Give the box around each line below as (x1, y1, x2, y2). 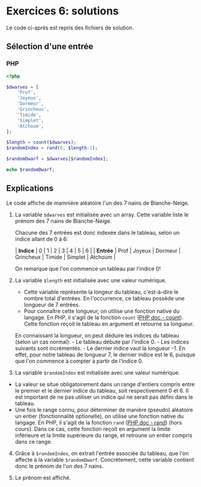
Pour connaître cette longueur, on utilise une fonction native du (23, 307, 180, 315)
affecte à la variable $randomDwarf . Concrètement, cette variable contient (14, 456, 194, 463)
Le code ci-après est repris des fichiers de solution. (6, 24, 134, 31)
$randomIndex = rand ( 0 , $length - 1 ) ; (6, 145, 98, 151)
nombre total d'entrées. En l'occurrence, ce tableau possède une (23, 294, 185, 301)
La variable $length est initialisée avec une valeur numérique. (14, 276, 167, 283)
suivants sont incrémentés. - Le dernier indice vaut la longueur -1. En (14, 344, 186, 352)
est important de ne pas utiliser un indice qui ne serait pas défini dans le (14, 393, 193, 401)
